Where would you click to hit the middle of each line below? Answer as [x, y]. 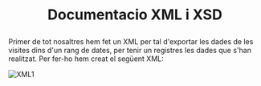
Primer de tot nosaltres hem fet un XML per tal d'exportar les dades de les [131, 42]
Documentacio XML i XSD [135, 15]
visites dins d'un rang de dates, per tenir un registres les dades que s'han [130, 51]
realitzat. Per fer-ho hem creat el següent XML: [86, 59]
